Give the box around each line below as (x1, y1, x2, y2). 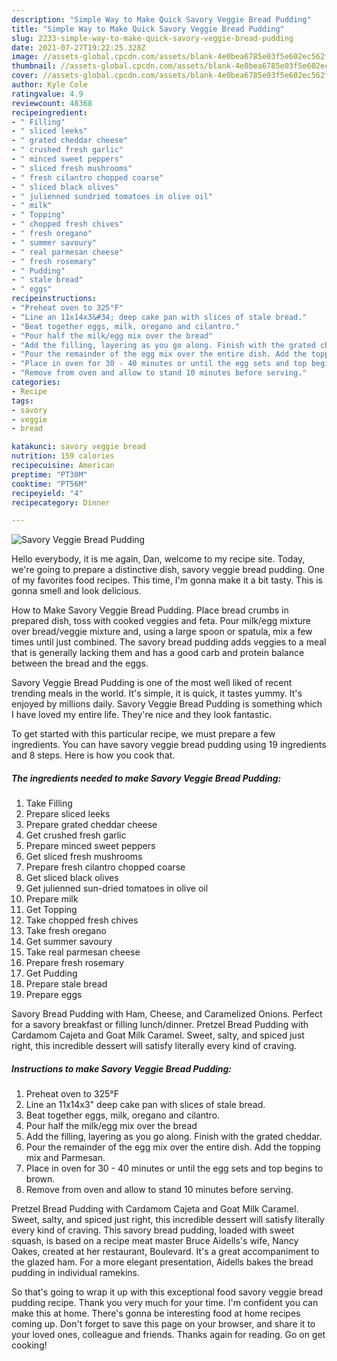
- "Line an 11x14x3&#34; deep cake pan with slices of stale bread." (11, 312, 308, 322)
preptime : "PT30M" (11, 469, 88, 480)
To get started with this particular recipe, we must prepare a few (11, 728, 276, 740)
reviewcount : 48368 (11, 98, 93, 108)
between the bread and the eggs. (11, 657, 149, 670)
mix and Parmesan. (25, 1152, 106, 1164)
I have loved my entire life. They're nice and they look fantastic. (11, 709, 273, 721)
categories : (11, 377, 61, 387)
